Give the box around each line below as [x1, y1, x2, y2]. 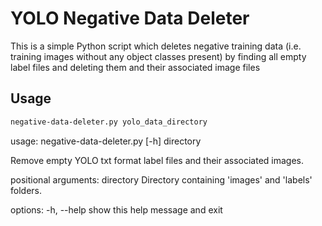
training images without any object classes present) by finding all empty [10, 50, 307, 62]
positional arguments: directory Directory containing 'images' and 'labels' [10, 173, 313, 186]
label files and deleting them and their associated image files [10, 61, 261, 73]
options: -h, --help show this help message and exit [10, 203, 223, 216]
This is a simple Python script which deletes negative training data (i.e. [10, 40, 302, 52]
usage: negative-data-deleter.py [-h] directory [10, 135, 202, 147]
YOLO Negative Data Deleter [10, 7, 250, 30]
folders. [10, 184, 42, 196]
